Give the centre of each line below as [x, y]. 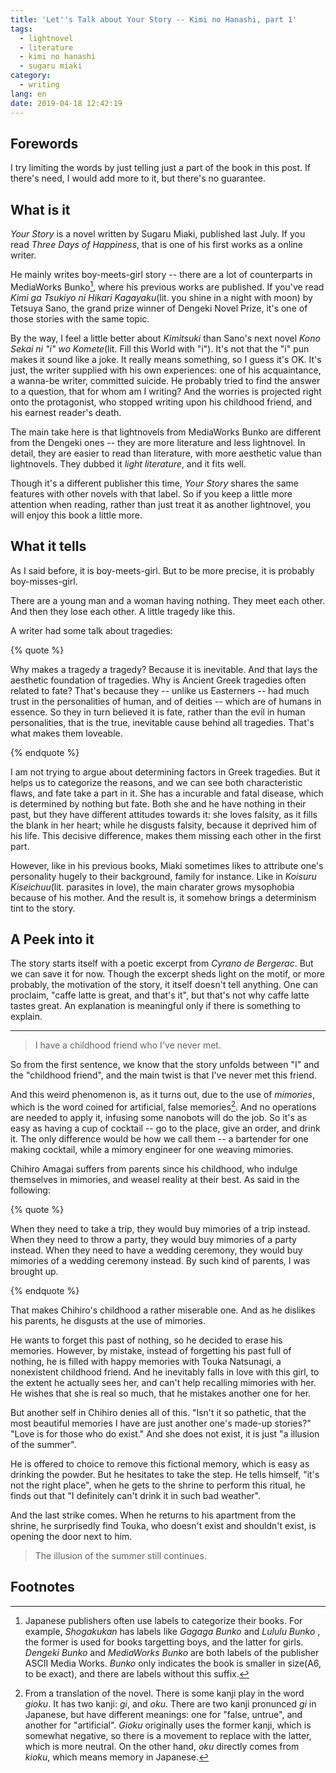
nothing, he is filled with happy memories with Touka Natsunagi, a [146, 1362]
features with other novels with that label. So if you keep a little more [151, 493]
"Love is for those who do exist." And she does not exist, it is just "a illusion [165, 1434]
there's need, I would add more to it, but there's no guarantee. [138, 178]
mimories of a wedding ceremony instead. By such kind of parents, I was [160, 1261]
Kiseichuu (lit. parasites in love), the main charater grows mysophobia [152, 887]
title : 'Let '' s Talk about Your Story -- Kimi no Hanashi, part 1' [154, 19]
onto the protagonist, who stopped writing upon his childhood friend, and [161, 402]
